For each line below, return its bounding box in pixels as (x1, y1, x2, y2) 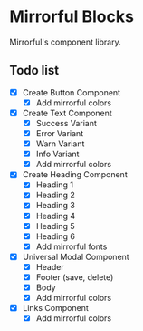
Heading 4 (35, 210, 75, 221)
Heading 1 (35, 179, 74, 190)
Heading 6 (35, 230, 75, 242)
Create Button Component (22, 86, 120, 97)
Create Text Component (22, 107, 113, 118)
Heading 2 (35, 189, 75, 201)
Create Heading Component (22, 169, 129, 180)
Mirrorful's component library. (9, 36, 121, 47)
